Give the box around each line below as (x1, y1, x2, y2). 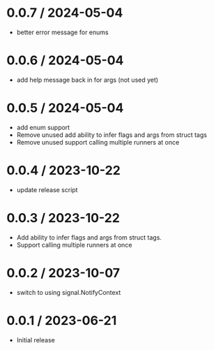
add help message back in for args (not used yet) (16, 75, 158, 84)
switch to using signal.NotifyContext (16, 288, 121, 296)
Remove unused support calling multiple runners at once (16, 138, 180, 146)
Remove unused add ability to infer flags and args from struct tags (16, 131, 207, 139)
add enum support (16, 123, 70, 131)
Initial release (16, 335, 55, 344)
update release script (16, 185, 78, 194)
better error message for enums (16, 28, 109, 36)
